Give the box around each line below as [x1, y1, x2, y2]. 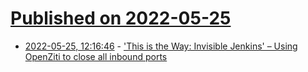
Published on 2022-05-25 [10, 7, 232, 30]
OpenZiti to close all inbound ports [24, 50, 168, 62]
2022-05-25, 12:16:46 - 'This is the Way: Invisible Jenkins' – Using [24, 40, 298, 52]
